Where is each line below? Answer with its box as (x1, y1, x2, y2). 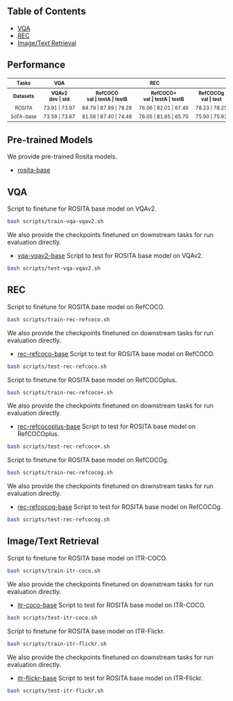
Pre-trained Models (7, 134, 94, 146)
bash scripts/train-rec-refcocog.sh (7, 469, 113, 476)
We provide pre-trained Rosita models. (7, 152, 118, 161)
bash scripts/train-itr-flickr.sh (7, 640, 107, 647)
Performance (7, 59, 66, 71)
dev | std (49, 95, 70, 103)
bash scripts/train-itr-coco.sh (7, 567, 101, 574)
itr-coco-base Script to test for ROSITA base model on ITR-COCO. (17, 601, 206, 609)
